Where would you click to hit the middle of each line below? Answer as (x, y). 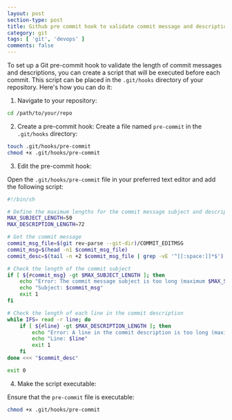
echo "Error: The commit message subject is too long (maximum (113, 281)
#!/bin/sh (21, 199)
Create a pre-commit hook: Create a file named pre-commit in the (109, 126)
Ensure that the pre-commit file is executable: (71, 397)
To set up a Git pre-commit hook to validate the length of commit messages (115, 65)
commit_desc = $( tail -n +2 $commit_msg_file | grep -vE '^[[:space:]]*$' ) (116, 256)
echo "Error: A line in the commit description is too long (120, 332)
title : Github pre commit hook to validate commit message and (100, 26)
